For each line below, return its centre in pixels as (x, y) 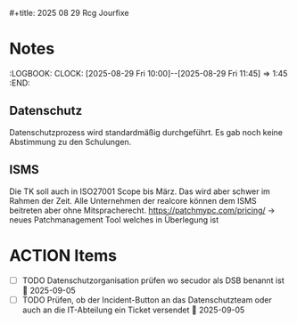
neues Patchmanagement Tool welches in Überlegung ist (114, 219)
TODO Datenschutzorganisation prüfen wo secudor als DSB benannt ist (153, 280)
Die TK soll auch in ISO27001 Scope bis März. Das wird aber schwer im (140, 191)
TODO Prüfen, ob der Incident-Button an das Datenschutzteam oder (147, 300)
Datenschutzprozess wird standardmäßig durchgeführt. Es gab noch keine (146, 132)
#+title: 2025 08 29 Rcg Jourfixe (69, 13)
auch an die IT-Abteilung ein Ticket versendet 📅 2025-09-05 (133, 310)
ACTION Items (63, 255)
